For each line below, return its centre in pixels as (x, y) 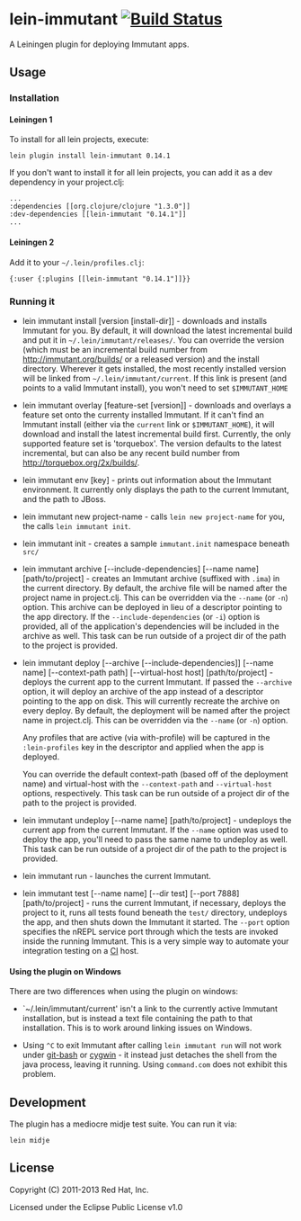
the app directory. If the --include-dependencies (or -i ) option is (141, 616)
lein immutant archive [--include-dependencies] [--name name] (140, 569)
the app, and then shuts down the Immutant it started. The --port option (156, 921)
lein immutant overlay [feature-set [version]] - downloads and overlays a (157, 405)
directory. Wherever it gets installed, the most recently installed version (154, 368)
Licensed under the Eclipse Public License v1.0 (96, 1207)
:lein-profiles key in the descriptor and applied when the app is (143, 747)
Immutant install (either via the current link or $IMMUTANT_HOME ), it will (148, 424)
